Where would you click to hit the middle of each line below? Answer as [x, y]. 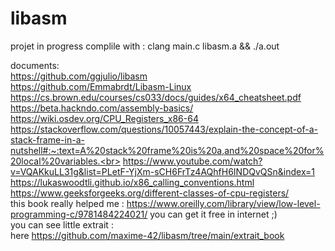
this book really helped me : [67, 203]
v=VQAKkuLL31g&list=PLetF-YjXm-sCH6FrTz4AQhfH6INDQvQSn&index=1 [163, 171]
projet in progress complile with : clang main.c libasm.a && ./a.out [145, 46]
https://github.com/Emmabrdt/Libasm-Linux [101, 86]
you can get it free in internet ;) [213, 214]
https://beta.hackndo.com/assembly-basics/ [102, 108]
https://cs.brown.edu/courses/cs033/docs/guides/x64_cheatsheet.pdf [156, 97]
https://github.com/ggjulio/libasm [79, 76]
